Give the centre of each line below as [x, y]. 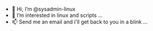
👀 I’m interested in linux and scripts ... [57, 15]
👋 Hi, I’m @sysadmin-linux [43, 9]
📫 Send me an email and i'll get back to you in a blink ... [80, 22]
